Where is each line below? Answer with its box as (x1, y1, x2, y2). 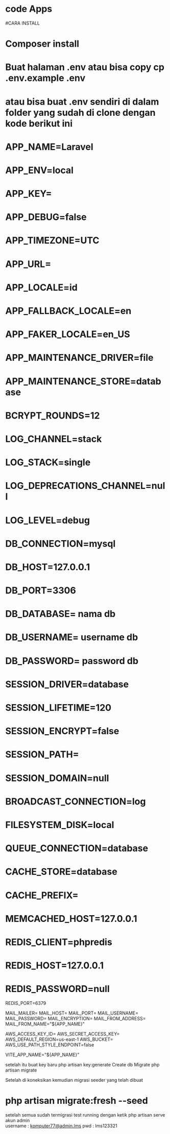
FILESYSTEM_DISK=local (5, 819, 114, 831)
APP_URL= (5, 258, 52, 270)
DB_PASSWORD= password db (5, 655, 139, 667)
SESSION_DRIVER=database (5, 678, 129, 690)
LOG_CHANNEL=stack (5, 433, 102, 445)
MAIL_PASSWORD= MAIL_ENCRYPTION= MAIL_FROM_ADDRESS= (5, 1016, 146, 1021)
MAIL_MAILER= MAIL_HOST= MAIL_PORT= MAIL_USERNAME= (5, 1010, 139, 1016)
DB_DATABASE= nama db (5, 608, 116, 620)
